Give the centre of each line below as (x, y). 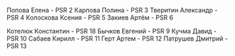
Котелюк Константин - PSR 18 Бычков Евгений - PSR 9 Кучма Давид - (112, 31)
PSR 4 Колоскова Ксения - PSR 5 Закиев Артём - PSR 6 (90, 17)
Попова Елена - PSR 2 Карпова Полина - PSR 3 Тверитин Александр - (112, 10)
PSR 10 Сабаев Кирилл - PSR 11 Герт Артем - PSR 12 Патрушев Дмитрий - (117, 38)
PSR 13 (17, 46)
